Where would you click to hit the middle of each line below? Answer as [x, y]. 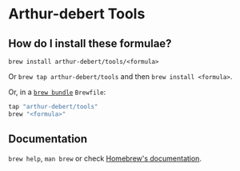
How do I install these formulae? [90, 44]
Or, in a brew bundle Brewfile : [57, 92]
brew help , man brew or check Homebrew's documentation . [105, 158]
